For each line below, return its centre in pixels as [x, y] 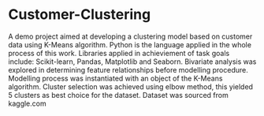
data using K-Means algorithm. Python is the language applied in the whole [130, 44]
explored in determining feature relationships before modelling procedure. [128, 69]
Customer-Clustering [80, 15]
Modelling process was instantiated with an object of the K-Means [115, 78]
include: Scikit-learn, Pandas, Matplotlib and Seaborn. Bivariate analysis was [132, 62]
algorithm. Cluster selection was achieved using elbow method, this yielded [131, 86]
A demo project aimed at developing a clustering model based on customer [130, 36]
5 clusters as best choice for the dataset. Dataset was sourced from [118, 95]
